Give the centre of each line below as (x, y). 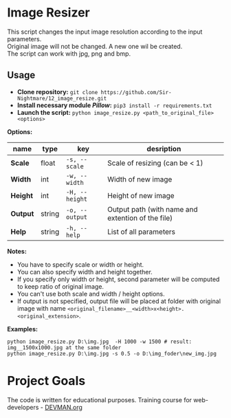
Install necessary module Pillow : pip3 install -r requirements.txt (114, 105)
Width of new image (140, 179)
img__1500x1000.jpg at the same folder (64, 348)
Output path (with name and (153, 209)
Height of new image (141, 195)
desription (164, 148)
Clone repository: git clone (57, 91)
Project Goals (46, 381)
